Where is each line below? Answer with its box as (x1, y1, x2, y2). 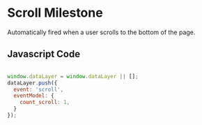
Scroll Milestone (7, 5, 103, 21)
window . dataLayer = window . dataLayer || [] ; (7, 73, 139, 80)
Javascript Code (7, 48, 81, 60)
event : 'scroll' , (13, 86, 64, 93)
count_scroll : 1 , (20, 99, 70, 106)
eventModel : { (13, 92, 54, 99)
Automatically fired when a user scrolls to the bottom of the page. (7, 28, 196, 36)
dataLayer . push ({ (7, 79, 58, 87)
